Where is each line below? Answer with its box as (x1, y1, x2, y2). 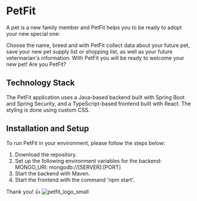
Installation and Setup (6, 124, 89, 134)
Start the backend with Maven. (14, 169, 90, 177)
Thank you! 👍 (6, 188, 40, 195)
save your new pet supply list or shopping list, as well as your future (6, 48, 173, 55)
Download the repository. (14, 150, 77, 158)
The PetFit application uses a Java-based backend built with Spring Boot (6, 93, 185, 100)
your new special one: (6, 30, 61, 37)
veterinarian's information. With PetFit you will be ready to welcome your (6, 54, 185, 61)
